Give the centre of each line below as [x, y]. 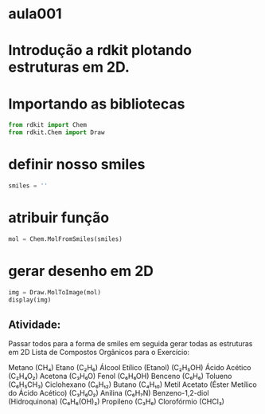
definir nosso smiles [77, 165]
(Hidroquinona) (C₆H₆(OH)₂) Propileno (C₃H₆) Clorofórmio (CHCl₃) [117, 402]
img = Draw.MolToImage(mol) [55, 292]
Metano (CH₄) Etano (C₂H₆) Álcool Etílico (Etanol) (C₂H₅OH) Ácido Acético [130, 368]
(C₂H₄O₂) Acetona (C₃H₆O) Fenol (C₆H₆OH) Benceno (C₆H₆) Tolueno [120, 377]
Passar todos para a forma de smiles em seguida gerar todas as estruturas [131, 344]
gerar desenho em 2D [81, 271]
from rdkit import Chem [48, 125]
